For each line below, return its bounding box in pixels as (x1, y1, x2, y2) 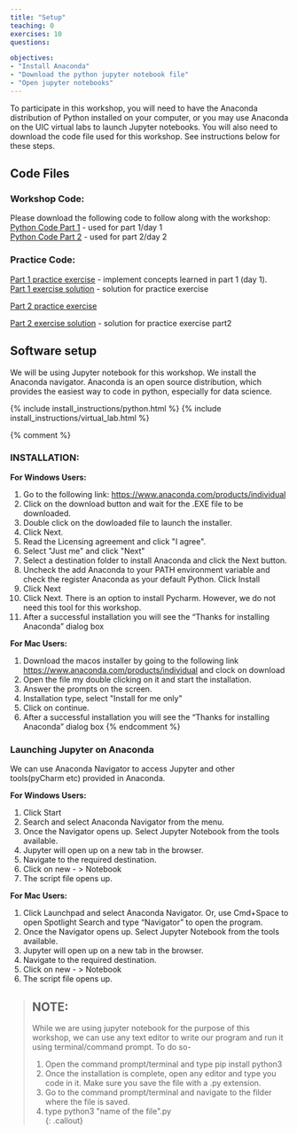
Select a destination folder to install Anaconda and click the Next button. (22, 555, 287, 566)
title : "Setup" (10, 12, 66, 22)
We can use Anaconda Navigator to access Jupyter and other (10, 763, 236, 774)
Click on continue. (22, 702, 90, 713)
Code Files (10, 166, 70, 182)
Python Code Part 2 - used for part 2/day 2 (10, 231, 168, 242)
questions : (10, 37, 51, 47)
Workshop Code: (10, 192, 85, 205)
